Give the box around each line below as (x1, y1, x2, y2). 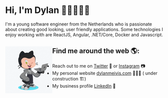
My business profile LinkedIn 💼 (52, 82, 116, 89)
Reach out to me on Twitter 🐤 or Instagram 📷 (52, 62, 145, 69)
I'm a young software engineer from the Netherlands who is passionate (5, 21, 152, 27)
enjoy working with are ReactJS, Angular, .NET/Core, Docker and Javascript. (5, 31, 163, 37)
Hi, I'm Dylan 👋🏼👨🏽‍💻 (5, 4, 90, 16)
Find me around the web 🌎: (52, 47, 140, 55)
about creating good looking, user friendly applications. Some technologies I (5, 26, 163, 32)
